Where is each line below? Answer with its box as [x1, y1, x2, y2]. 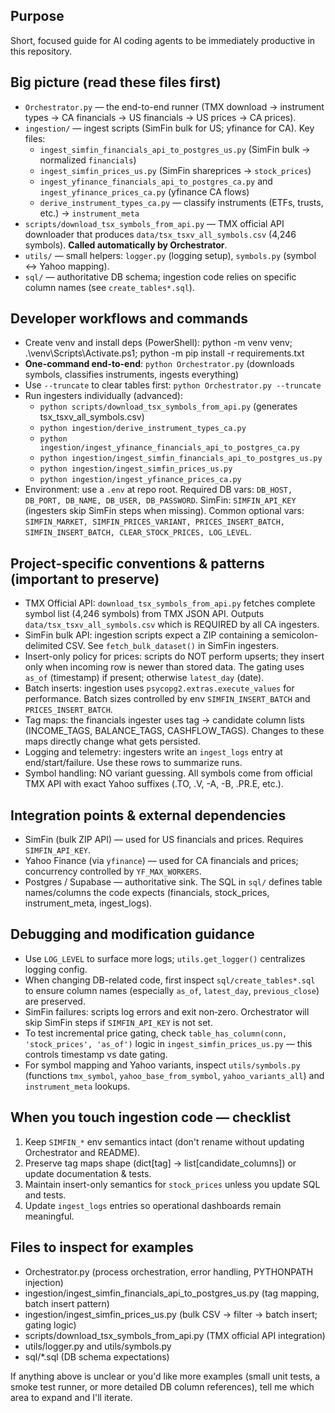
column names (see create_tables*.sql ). [24, 281, 195, 293]
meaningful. [24, 1210, 75, 1222]
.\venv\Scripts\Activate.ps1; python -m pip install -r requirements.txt [24, 347, 305, 359]
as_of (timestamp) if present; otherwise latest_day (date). [24, 672, 265, 684]
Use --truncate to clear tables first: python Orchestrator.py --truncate [24, 379, 322, 391]
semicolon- [271, 629, 319, 641]
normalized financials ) [39, 154, 137, 166]
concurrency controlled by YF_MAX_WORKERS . [24, 865, 202, 878]
